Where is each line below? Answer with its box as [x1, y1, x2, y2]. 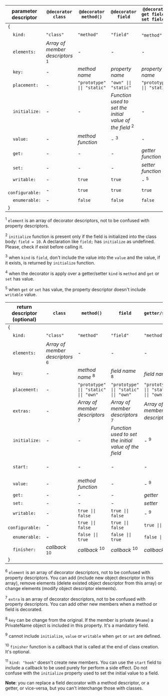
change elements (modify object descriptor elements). [5, 585, 117, 591]
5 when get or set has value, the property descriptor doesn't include [5, 286, 146, 293]
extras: [12, 408, 31, 413]
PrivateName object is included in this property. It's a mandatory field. [5, 622, 149, 628]
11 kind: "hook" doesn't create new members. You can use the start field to [5, 658, 161, 665]
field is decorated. [5, 607, 42, 613]
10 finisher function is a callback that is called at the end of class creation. [5, 642, 159, 649]
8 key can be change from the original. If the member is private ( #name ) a [5, 616, 153, 623]
